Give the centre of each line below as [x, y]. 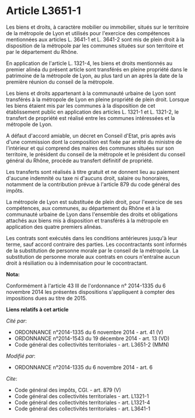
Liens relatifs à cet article [37, 309]
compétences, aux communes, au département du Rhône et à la [83, 208]
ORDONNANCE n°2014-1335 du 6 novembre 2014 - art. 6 [83, 367]
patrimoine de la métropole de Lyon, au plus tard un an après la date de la [95, 76]
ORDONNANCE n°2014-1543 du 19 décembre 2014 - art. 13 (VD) [92, 338]
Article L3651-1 [43, 11]
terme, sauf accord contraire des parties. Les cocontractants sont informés [96, 244]
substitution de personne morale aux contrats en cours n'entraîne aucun [93, 256]
